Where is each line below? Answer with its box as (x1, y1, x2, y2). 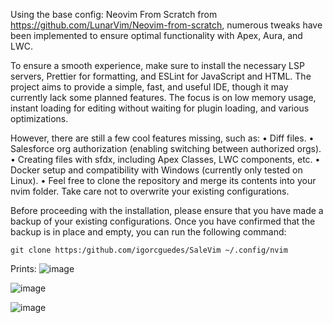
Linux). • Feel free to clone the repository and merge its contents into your (10, 175, 317, 186)
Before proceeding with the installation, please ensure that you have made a (10, 205, 324, 216)
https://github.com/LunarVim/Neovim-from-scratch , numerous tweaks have (10, 19, 323, 31)
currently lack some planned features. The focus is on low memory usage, (10, 92, 317, 103)
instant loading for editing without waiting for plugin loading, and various (10, 102, 310, 114)
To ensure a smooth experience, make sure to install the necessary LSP (10, 60, 305, 71)
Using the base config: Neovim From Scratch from (10, 9, 218, 20)
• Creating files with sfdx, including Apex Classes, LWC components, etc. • (10, 154, 321, 165)
